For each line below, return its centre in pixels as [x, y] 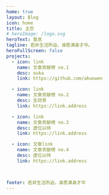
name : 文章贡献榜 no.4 [43, 150]
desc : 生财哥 [32, 100]
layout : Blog [22, 17]
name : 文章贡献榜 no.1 [43, 67]
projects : [19, 56]
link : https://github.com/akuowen [60, 78]
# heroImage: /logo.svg [36, 34]
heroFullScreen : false [34, 51]
